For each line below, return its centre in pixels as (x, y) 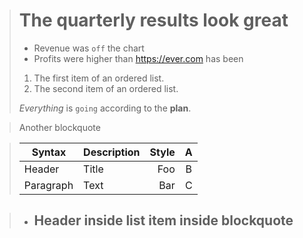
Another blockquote (59, 127)
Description (112, 152)
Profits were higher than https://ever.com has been (138, 58)
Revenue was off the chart (89, 48)
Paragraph (48, 185)
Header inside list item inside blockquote (163, 220)
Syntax (49, 152)
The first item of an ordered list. (99, 78)
